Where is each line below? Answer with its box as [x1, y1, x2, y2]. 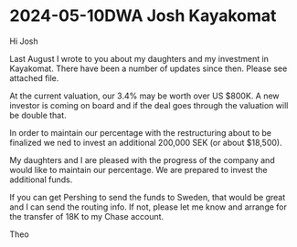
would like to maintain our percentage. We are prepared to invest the [9, 164, 268, 175]
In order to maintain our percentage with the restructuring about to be [9, 127, 272, 138]
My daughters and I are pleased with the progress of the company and [9, 154, 276, 165]
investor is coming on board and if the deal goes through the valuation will [9, 99, 289, 110]
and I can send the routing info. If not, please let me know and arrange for [9, 201, 288, 212]
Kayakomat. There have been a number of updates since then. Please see [9, 63, 288, 74]
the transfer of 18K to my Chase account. [9, 211, 164, 221]
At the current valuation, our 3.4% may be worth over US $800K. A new [9, 90, 281, 101]
